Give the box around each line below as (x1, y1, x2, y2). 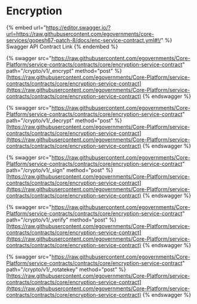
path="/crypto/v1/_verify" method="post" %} (6, 216, 117, 223)
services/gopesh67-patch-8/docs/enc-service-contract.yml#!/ (6, 36, 161, 44)
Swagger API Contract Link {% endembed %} (6, 43, 118, 50)
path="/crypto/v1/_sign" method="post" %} (6, 166, 113, 174)
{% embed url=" (6, 24, 47, 31)
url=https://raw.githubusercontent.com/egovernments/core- (6, 30, 154, 37)
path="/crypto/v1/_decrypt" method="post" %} (6, 116, 122, 124)
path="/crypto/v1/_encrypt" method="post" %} (6, 67, 122, 74)
